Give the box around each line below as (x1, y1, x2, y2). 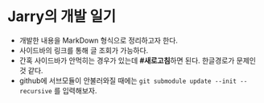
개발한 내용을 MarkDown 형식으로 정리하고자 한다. (19, 35, 179, 45)
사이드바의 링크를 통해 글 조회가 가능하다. (19, 45, 149, 55)
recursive (19, 87, 53, 95)
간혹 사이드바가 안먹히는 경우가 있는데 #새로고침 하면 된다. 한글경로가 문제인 (19, 56, 257, 65)
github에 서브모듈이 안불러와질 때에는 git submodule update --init (19, 76, 237, 85)
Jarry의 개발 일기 (7, 7, 116, 26)
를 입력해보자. (54, 85, 97, 95)
